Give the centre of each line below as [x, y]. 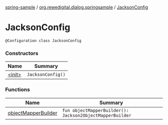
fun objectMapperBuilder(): [95, 110]
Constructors [22, 53]
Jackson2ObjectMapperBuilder [97, 115]
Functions [17, 89]
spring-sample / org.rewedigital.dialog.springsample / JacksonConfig [77, 7]
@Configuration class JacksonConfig [43, 40]
